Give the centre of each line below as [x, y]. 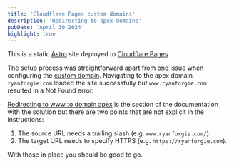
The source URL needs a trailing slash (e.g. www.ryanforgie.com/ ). [114, 133]
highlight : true [31, 34]
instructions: [26, 120]
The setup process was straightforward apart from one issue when [106, 68]
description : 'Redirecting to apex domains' [75, 21]
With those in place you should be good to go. [75, 155]
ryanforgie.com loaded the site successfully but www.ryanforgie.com [107, 83]
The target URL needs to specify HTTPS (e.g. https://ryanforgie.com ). [122, 141]
